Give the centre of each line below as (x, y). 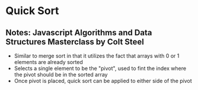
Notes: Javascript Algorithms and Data (79, 33)
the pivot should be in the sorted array (61, 74)
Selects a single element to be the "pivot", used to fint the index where (100, 68)
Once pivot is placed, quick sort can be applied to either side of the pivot (103, 81)
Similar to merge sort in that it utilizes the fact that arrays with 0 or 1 (97, 56)
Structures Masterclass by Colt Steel (75, 41)
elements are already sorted (49, 62)
